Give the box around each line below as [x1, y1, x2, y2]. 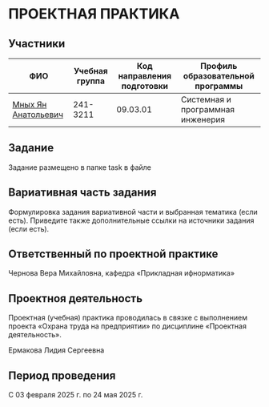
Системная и [180, 94, 232, 105]
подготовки [121, 81, 168, 91]
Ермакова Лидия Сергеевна [8, 345, 105, 355]
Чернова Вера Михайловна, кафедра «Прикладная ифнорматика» [8, 268, 235, 278]
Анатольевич [12, 109, 64, 120]
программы [195, 81, 243, 91]
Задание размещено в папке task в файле [8, 162, 152, 172]
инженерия [180, 114, 226, 125]
